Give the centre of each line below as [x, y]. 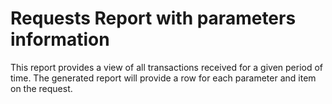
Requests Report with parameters [153, 18]
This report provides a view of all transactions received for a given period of [167, 67]
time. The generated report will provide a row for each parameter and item [163, 78]
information [60, 39]
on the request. [41, 88]
